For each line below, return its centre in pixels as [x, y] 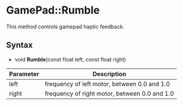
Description [109, 74]
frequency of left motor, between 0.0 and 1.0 [107, 84]
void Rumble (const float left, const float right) [70, 59]
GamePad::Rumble [53, 10]
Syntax [19, 45]
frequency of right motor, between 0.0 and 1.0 [109, 93]
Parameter [24, 74]
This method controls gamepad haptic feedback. [66, 27]
